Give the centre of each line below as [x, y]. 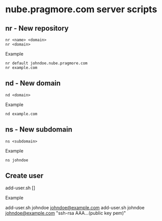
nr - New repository [37, 28]
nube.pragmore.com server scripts [81, 9]
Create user [24, 176]
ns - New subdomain [39, 129]
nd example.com [21, 114]
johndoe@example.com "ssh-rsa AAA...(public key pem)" [66, 213]
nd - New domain [33, 83]
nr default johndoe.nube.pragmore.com [46, 63]
